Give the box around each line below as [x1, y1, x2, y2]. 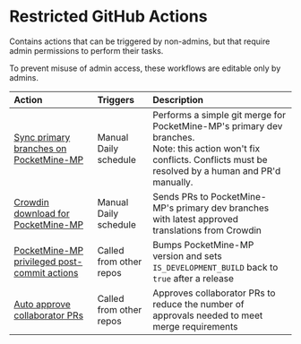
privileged [13, 255, 56, 268]
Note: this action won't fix [151, 142, 261, 154]
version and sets [151, 249, 222, 262]
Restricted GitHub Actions [9, 6, 208, 27]
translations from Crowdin [151, 224, 262, 236]
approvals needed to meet [151, 309, 263, 322]
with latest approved [151, 212, 239, 225]
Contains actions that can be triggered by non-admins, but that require [9, 36, 271, 47]
